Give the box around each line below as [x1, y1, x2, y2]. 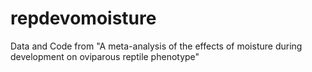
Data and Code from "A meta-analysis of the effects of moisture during [10, 40, 303, 52]
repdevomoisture [10, 7, 157, 30]
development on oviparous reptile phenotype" [10, 50, 200, 62]
